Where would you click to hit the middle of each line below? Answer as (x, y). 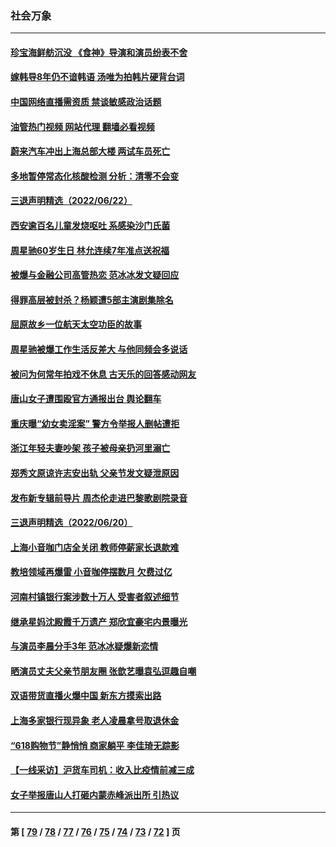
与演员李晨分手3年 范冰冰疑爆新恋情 (84, 646)
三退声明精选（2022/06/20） (71, 523)
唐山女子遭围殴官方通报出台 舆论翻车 (86, 399)
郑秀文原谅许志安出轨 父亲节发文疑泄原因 (95, 473)
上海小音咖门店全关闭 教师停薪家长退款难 (95, 547)
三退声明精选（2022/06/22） (71, 201)
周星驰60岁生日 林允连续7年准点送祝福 (90, 250)
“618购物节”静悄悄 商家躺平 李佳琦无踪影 (95, 745)
